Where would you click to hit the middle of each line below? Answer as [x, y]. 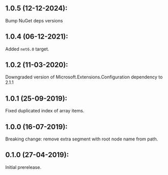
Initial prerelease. [23, 167]
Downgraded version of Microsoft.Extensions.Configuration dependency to [84, 77]
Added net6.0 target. [27, 49]
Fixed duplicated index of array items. [45, 111]
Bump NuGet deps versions [34, 20]
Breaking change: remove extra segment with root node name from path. [82, 139]
